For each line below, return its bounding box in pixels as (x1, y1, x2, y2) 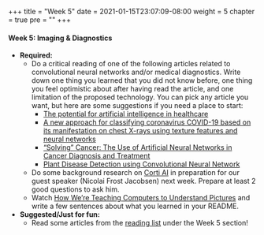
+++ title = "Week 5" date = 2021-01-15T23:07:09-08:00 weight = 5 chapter (8, 7, 255, 16)
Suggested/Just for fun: (19, 210, 100, 219)
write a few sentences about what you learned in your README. (31, 201, 239, 211)
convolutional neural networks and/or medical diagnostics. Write (31, 67, 241, 77)
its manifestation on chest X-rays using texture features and (43, 126, 238, 136)
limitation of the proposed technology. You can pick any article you (31, 92, 249, 102)
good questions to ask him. (31, 185, 120, 194)
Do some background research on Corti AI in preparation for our (31, 168, 240, 177)
